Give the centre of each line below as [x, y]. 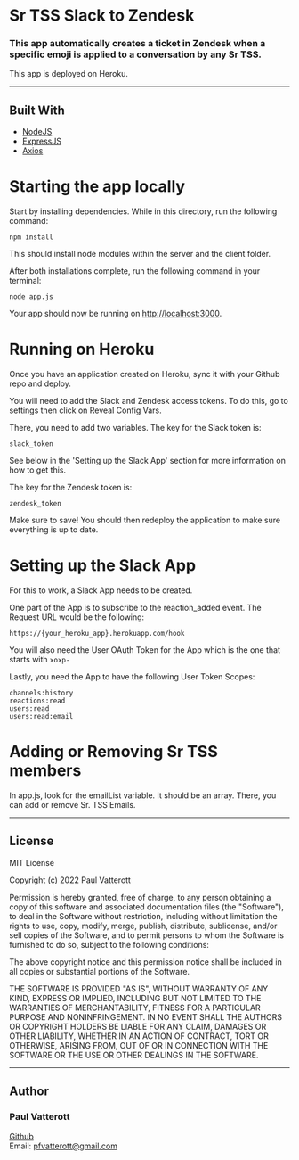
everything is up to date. [54, 530]
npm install [31, 237]
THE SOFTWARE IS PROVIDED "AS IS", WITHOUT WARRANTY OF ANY [139, 988]
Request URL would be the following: [77, 617]
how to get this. [38, 470]
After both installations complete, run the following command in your [135, 271]
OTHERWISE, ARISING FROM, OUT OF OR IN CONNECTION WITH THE [139, 1045]
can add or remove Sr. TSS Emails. [73, 805]
